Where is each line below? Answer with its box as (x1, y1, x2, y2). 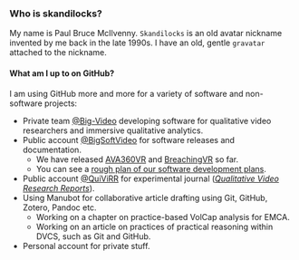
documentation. (22, 144, 82, 155)
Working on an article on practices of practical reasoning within (35, 221, 274, 232)
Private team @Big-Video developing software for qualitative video (22, 115, 272, 126)
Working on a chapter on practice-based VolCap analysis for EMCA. (35, 211, 290, 222)
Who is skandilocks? (9, 7, 102, 20)
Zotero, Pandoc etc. (22, 202, 97, 213)
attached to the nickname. (9, 47, 107, 58)
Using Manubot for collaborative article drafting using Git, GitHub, (22, 192, 268, 203)
